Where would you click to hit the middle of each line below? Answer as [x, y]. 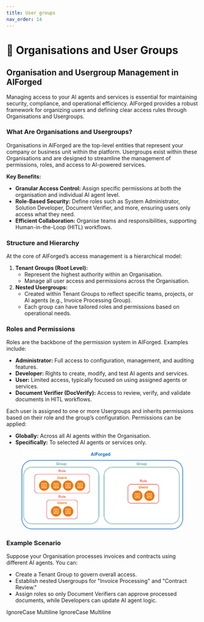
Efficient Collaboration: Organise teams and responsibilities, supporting [106, 221]
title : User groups [31, 13]
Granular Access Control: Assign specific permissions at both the [98, 188]
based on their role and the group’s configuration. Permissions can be [94, 418]
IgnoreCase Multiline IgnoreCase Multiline [59, 612]
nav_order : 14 [24, 19]
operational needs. [48, 313]
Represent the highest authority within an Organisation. [93, 275]
